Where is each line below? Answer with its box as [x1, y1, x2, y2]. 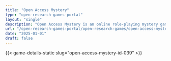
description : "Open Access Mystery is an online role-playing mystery [5, 21, 158, 27]
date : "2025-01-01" [5, 31, 47, 36]
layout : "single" [5, 17, 42, 22]
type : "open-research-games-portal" [5, 12, 83, 17]
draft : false [5, 36, 33, 41]
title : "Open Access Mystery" [5, 7, 70, 13]
